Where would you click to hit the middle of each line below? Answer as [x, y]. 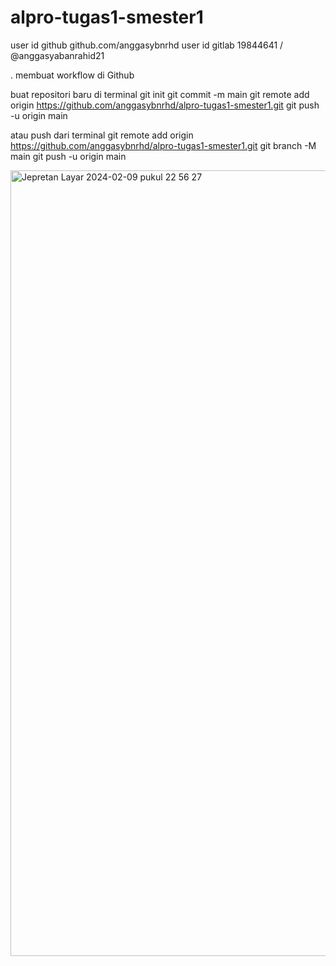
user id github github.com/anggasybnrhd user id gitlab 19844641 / [147, 45]
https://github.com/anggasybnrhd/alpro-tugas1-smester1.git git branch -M [163, 145]
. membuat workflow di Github [72, 75]
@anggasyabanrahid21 [57, 55]
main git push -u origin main [68, 156]
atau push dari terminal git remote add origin [102, 135]
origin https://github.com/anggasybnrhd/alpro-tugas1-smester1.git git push [165, 105]
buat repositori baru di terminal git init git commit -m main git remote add [160, 94]
